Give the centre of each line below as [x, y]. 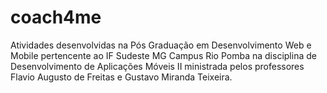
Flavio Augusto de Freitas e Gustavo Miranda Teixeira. [121, 77]
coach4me [56, 17]
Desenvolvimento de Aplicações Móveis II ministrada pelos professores [157, 66]
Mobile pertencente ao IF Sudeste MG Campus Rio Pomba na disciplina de [163, 55]
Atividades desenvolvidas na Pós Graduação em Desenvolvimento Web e [161, 45]
